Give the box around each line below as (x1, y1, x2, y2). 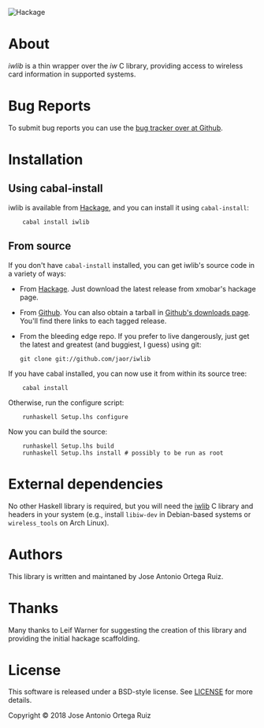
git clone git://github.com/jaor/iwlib (19, 355, 151, 362)
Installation (8, 150, 84, 169)
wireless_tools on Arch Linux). (8, 518, 110, 527)
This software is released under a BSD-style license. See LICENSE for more (8, 687, 254, 696)
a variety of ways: (8, 269, 66, 278)
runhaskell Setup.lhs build (22, 442, 114, 450)
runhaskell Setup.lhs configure (22, 413, 128, 421)
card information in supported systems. (8, 69, 136, 79)
